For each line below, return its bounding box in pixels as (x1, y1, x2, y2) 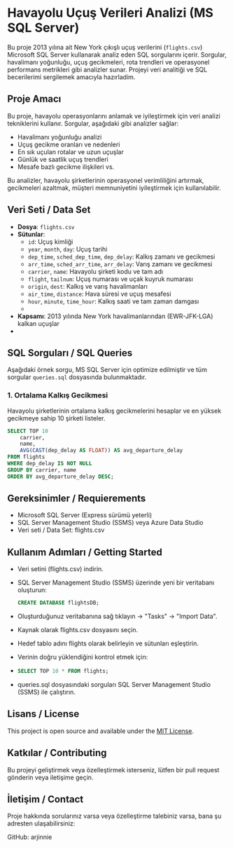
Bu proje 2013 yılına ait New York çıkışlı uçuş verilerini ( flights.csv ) (7, 43, 203, 51)
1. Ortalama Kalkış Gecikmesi (7, 390, 108, 400)
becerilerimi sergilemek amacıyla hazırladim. (7, 72, 136, 81)
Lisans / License (7, 708, 80, 720)
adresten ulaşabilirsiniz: (7, 819, 76, 828)
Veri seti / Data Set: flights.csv (17, 526, 105, 534)
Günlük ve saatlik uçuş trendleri (17, 155, 108, 163)
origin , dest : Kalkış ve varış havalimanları (27, 282, 148, 290)
